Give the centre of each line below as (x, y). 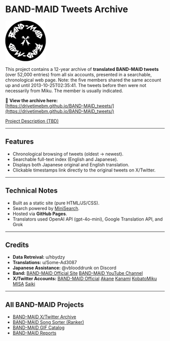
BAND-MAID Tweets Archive (67, 9)
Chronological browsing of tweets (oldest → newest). (68, 154)
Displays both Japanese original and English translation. (71, 164)
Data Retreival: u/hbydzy (39, 257)
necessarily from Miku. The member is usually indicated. (64, 91)
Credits (17, 245)
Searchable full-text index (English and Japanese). (65, 159)
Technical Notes (32, 191)
